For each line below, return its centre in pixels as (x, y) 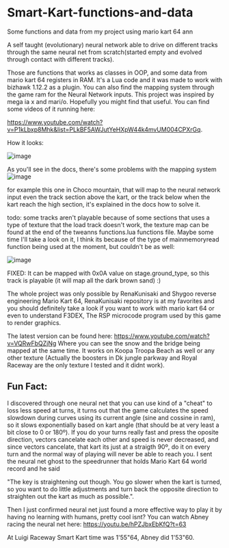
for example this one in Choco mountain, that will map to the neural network (114, 190)
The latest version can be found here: (60, 336)
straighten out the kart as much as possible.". (71, 496)
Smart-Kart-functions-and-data (100, 13)
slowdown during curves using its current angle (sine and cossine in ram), (111, 417)
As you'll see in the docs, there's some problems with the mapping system (112, 169)
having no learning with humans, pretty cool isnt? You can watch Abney (108, 517)
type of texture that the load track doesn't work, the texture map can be (108, 224)
